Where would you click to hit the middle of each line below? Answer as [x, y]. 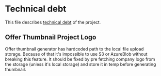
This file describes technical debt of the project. [53, 22]
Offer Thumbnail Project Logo [51, 37]
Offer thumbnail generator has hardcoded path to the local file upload [74, 49]
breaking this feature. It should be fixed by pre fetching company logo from [80, 59]
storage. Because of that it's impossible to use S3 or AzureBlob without [76, 54]
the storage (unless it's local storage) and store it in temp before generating [80, 64]
